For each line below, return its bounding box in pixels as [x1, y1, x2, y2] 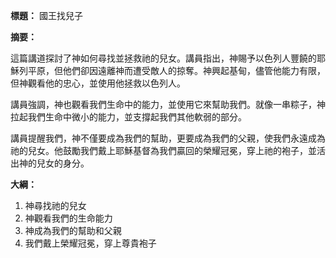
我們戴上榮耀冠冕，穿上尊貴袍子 [24, 237, 157, 249]
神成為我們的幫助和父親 [24, 225, 122, 236]
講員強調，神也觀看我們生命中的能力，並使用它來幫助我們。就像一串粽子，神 [10, 99, 326, 110]
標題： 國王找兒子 [10, 10, 83, 21]
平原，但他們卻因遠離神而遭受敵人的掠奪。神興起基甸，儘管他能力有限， [27, 65, 326, 76]
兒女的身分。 [36, 157, 90, 169]
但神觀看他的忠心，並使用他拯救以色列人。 [10, 77, 186, 89]
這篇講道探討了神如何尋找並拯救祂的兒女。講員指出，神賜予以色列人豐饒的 [10, 52, 317, 64]
